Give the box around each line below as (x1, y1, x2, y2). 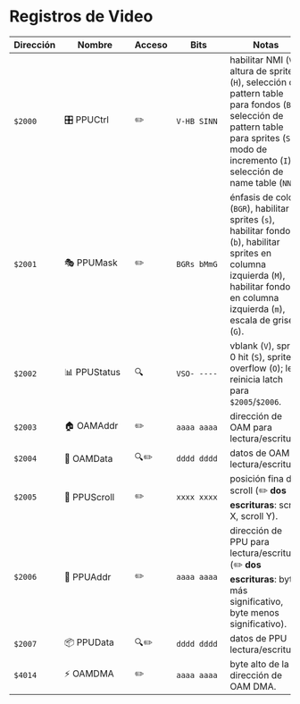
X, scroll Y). (229, 509, 279, 522)
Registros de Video (9, 6, 154, 27)
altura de (229, 64, 268, 77)
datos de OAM (229, 447, 290, 459)
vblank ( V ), (229, 339, 275, 352)
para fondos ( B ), (229, 98, 297, 111)
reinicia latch (229, 373, 284, 385)
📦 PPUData (63, 636, 114, 649)
